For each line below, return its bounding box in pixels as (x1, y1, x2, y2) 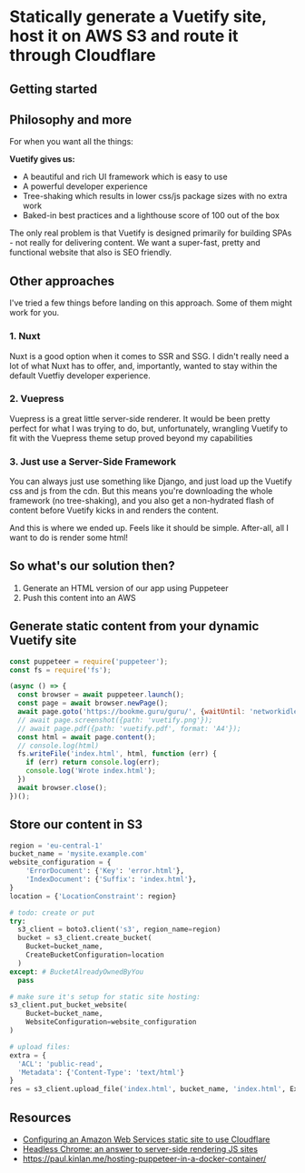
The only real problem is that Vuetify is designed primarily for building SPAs (9, 227, 292, 238)
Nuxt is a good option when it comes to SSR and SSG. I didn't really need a (9, 350, 290, 361)
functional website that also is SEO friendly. (9, 247, 172, 258)
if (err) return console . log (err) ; (25, 757, 161, 767)
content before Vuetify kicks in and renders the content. (9, 505, 220, 516)
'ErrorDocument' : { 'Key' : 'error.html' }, (25, 867, 184, 876)
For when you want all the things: (9, 136, 133, 147)
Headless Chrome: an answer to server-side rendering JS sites (22, 1143, 259, 1154)
